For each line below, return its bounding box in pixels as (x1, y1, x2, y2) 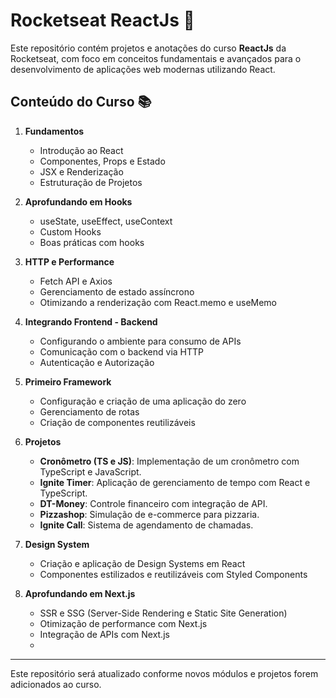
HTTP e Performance (24, 255, 115, 268)
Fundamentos (24, 125, 85, 137)
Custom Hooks (39, 225, 102, 238)
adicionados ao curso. (10, 678, 102, 690)
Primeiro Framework (24, 375, 112, 388)
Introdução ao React (39, 144, 124, 156)
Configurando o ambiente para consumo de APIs (39, 335, 242, 347)
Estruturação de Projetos (39, 176, 143, 188)
